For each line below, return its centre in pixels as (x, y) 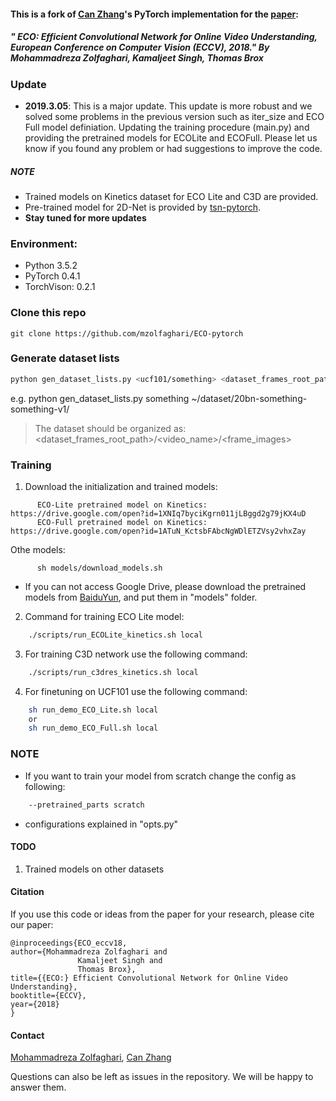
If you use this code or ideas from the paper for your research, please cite (162, 914)
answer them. (38, 1087)
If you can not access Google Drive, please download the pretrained (165, 586)
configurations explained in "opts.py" (101, 824)
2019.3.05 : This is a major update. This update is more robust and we (168, 106)
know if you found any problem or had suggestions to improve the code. (173, 148)
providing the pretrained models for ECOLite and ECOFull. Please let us (171, 137)
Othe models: (38, 549)
